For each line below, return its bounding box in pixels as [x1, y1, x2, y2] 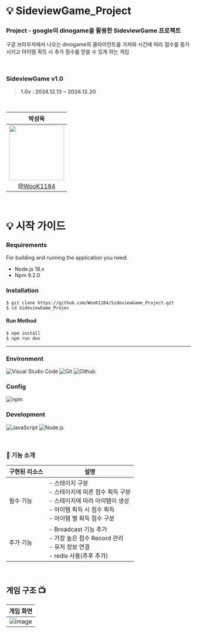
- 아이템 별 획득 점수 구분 [49, 514, 115, 522]
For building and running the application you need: [6, 254, 128, 261]
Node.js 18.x [14, 265, 45, 272]
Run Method [6, 317, 37, 324]
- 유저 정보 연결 [49, 543, 90, 551]
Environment [6, 354, 44, 362]
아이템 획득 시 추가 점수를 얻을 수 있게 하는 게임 [21, 48, 130, 55]
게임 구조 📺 [6, 585, 46, 595]
